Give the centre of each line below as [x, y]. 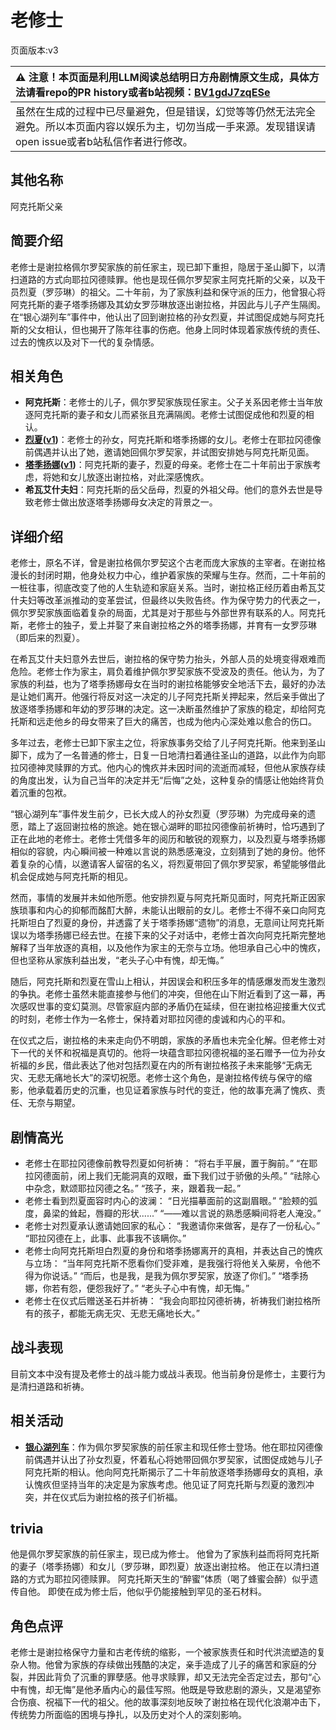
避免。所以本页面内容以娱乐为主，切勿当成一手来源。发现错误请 [166, 126]
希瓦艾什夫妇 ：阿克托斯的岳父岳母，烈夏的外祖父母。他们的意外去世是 [169, 490]
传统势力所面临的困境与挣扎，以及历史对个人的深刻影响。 [128, 1715]
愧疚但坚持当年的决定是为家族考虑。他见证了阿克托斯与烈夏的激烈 [169, 1484]
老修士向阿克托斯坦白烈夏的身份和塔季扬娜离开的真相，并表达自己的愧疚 [173, 1250]
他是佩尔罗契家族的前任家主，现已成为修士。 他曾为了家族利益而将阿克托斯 [165, 1554]
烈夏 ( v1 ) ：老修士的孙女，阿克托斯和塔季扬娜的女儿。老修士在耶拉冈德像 [173, 440]
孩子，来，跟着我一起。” [193, 1188]
